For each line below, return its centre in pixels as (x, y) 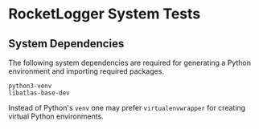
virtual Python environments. (56, 116)
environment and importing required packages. (86, 71)
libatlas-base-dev (39, 93)
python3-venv (30, 86)
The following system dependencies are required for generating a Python (130, 62)
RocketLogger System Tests (105, 14)
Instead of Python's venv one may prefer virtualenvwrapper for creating (127, 108)
